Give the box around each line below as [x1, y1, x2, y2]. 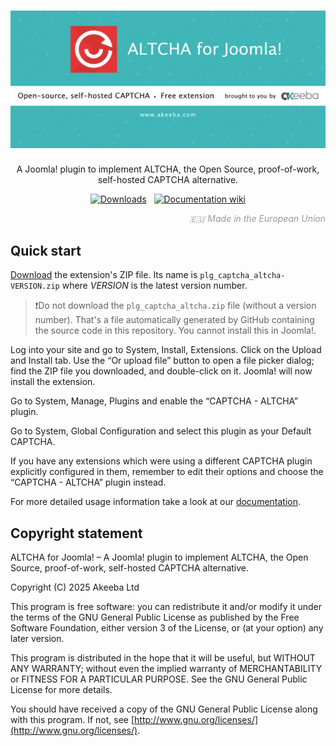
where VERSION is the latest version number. [61, 280, 248, 292]
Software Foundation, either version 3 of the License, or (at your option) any [10, 622, 324, 634]
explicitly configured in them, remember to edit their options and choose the [10, 466, 324, 478]
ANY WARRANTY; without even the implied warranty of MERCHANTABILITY [10, 663, 323, 675]
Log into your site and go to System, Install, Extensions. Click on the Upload [10, 344, 322, 356]
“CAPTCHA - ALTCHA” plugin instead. [10, 476, 167, 489]
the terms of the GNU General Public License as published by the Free [10, 611, 300, 624]
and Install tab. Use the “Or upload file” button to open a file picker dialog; [10, 355, 315, 367]
